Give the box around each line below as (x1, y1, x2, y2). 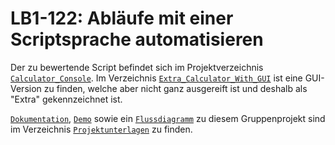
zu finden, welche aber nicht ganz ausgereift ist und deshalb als (43, 82, 308, 94)
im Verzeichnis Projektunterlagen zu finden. (10, 123, 193, 135)
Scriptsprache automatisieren (10, 28, 264, 51)
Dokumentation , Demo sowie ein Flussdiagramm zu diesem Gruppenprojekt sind (10, 112, 326, 124)
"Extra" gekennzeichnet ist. (10, 93, 123, 105)
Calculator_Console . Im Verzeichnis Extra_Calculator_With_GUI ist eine (10, 72, 303, 84)
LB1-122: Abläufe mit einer (10, 7, 234, 30)
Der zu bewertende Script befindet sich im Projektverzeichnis (10, 61, 264, 73)
